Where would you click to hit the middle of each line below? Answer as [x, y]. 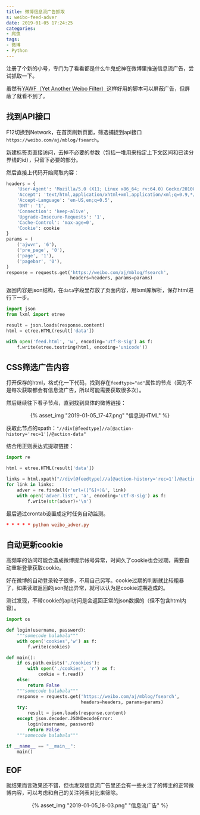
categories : [21, 28]
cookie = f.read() [61, 674]
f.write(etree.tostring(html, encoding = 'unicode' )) [82, 347]
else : [24, 680]
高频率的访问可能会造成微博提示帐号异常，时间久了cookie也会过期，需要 [95, 560]
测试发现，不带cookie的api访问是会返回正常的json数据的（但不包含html [94, 601]
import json [21, 309]
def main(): [21, 657]
